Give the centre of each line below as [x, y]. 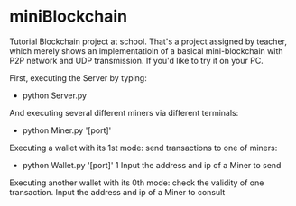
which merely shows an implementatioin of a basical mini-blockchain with [146, 50]
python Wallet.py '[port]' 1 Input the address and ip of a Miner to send [152, 165]
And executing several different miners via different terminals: [124, 112]
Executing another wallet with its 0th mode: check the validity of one [137, 183]
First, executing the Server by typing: [78, 77]
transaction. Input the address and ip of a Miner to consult [117, 192]
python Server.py [55, 95]
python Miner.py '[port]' [67, 130]
